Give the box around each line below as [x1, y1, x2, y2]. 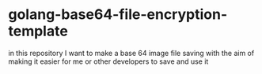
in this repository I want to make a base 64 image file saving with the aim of [8, 48, 255, 57]
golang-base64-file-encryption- [8, 6, 228, 24]
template [8, 22, 69, 40]
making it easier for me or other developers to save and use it [8, 57, 209, 66]
